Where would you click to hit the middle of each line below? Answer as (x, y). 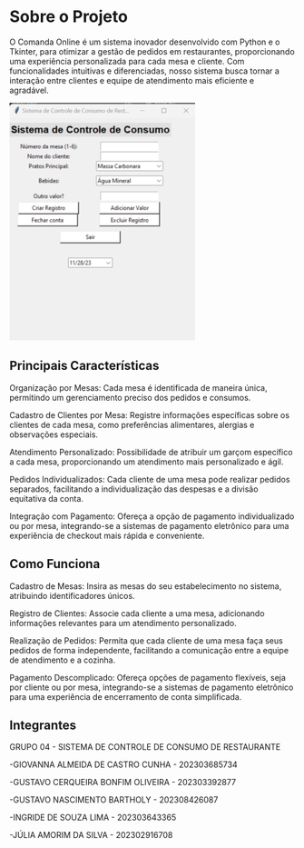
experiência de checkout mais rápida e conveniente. (107, 535)
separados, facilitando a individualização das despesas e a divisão (134, 489)
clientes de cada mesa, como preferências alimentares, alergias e (132, 424)
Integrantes (43, 725)
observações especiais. (54, 434)
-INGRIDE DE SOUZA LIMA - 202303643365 (93, 818)
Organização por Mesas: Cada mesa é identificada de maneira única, (138, 387)
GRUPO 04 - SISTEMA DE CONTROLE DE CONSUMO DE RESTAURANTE (145, 747)
